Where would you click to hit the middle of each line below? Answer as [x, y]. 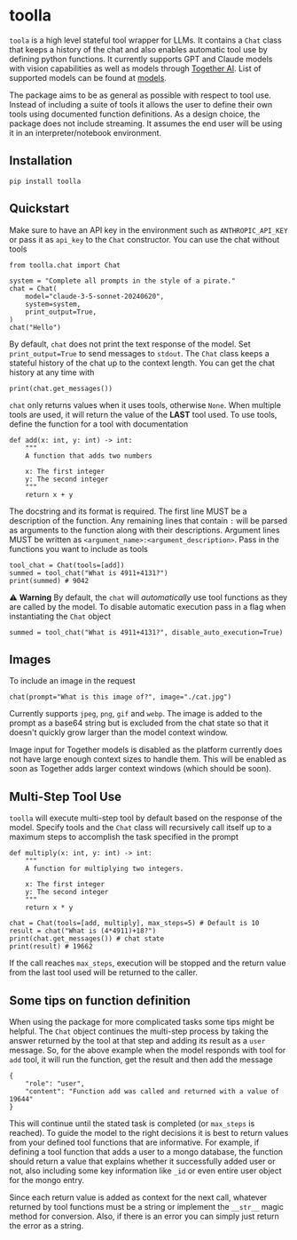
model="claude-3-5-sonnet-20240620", [95, 296]
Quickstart [39, 208]
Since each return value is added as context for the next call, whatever [138, 1197]
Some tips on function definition [100, 1000]
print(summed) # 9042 [49, 580]
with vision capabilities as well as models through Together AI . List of [135, 68]
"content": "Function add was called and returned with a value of [152, 1092]
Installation [41, 161]
